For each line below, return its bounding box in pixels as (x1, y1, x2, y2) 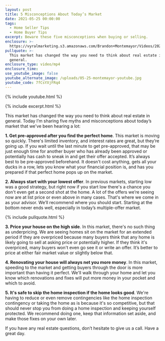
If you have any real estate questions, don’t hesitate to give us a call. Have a (5, 325, 159, 331)
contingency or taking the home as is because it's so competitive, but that (5, 300, 155, 306)
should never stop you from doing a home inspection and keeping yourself (5, 305, 156, 311)
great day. (5, 330, 26, 336)
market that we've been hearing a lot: (5, 123, 81, 129)
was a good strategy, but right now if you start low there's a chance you (5, 184, 151, 189)
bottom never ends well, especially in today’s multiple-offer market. (5, 205, 141, 210)
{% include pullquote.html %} (5, 214, 65, 220)
